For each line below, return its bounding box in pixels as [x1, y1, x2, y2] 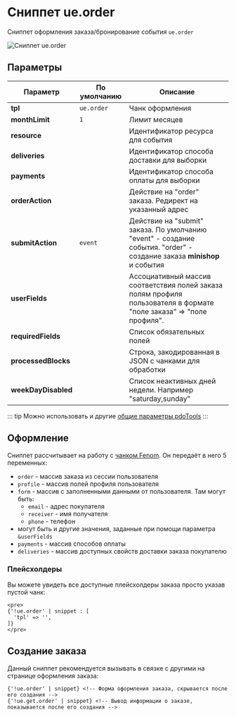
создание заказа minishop [129, 251, 220, 261]
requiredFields [11, 331, 61, 341]
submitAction [11, 237, 58, 247]
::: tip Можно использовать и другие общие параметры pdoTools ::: [7, 411, 209, 420]
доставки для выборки [129, 155, 207, 165]
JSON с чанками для [129, 356, 200, 366]
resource [11, 130, 42, 140]
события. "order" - [129, 242, 193, 252]
